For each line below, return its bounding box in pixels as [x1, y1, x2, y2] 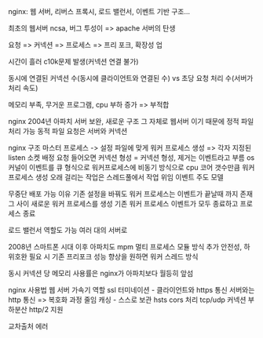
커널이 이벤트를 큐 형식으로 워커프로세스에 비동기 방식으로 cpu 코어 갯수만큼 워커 [8, 163, 255, 172]
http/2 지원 [28, 305, 64, 314]
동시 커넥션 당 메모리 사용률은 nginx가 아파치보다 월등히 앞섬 [8, 269, 194, 278]
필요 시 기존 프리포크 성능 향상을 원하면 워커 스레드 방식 [28, 252, 199, 261]
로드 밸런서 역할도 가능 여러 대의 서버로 [8, 226, 128, 234]
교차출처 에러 [8, 322, 49, 331]
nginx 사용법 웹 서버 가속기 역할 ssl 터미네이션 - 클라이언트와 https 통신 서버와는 [8, 285, 255, 294]
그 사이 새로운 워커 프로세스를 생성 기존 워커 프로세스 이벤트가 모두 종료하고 [8, 199, 239, 208]
